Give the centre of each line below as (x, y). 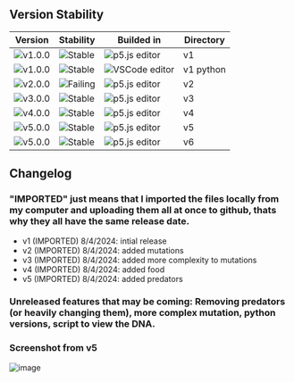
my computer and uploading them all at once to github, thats (143, 211)
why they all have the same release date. (100, 221)
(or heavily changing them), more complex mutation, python (143, 313)
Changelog (41, 174)
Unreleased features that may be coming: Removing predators (147, 302)
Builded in (139, 39)
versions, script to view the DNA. (82, 324)
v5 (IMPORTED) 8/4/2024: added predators (102, 278)
